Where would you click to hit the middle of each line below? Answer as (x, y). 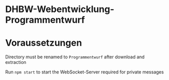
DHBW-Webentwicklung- (60, 9)
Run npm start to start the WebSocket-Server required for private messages (85, 72)
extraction (16, 62)
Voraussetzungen (44, 43)
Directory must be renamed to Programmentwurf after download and (75, 57)
